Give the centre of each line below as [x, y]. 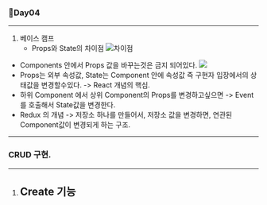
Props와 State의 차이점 [68, 48]
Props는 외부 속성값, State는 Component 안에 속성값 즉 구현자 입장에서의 [134, 75]
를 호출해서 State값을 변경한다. [68, 105]
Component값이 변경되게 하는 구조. [75, 125]
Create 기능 [48, 191]
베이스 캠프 [37, 38]
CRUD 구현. [30, 155]
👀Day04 [24, 13]
